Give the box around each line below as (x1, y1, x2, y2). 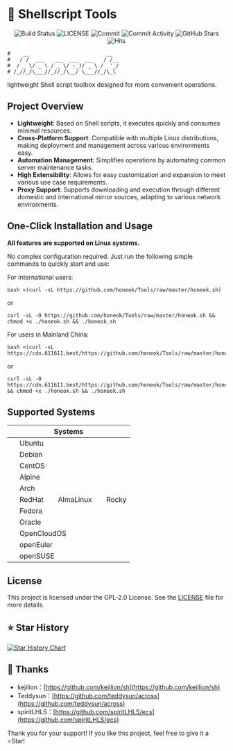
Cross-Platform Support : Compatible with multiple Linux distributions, (17, 133, 219, 142)
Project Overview (7, 101, 84, 112)
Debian (19, 450, 43, 459)
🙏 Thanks (7, 664, 49, 675)
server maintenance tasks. (17, 163, 94, 171)
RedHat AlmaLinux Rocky (19, 495, 127, 505)
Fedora (19, 506, 43, 516)
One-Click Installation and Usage (7, 220, 153, 232)
